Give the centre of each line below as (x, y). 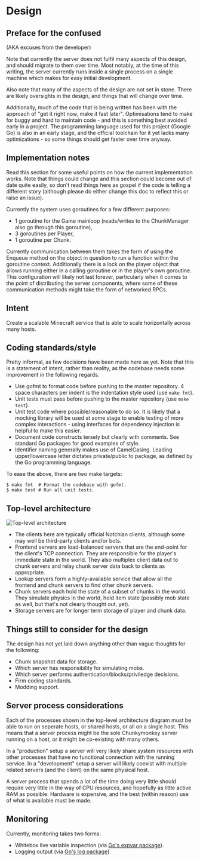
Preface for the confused (54, 33)
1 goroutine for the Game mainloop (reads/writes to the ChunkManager (102, 221)
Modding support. (37, 687)
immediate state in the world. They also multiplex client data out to (96, 560)
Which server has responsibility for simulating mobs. (79, 668)
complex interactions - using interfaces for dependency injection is (97, 425)
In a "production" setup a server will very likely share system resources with (100, 751)
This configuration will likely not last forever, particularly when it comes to (97, 276)
